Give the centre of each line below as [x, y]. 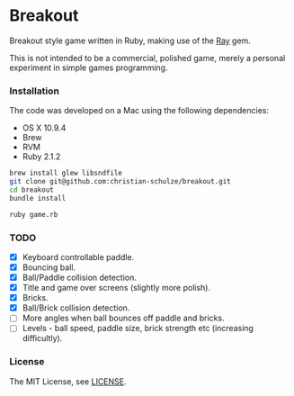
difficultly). [42, 338]
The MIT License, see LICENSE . [68, 381]
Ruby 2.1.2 [41, 157]
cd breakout [31, 190]
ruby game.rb [34, 214]
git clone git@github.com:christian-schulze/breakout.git [120, 182]
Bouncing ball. [49, 267]
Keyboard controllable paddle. [78, 256]
